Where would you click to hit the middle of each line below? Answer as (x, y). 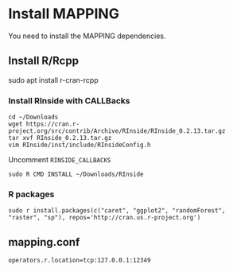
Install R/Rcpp (44, 61)
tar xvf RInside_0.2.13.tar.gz (60, 138)
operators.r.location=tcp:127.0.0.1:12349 (80, 260)
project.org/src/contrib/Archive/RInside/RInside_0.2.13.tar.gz (117, 131)
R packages (31, 194)
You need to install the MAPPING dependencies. (87, 36)
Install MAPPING (64, 14)
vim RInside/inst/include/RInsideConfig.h (80, 145)
